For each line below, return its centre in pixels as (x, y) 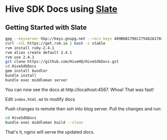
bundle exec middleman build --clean (44, 122)
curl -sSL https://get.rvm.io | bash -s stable (55, 43)
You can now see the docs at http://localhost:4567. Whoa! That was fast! (80, 90)
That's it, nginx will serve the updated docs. (50, 132)
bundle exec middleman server (37, 80)
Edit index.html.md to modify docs (40, 99)
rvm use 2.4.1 (20, 57)
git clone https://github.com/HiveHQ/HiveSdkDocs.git (62, 62)
